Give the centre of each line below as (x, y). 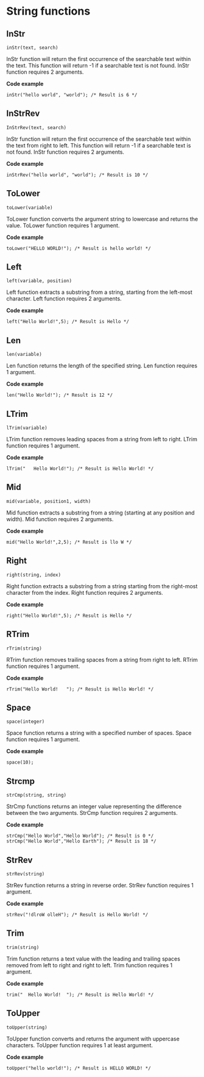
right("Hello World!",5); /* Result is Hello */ (69, 616)
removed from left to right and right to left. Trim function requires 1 (90, 965)
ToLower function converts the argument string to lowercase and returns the (102, 219)
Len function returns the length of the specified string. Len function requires (102, 366)
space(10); (20, 762)
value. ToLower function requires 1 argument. (63, 225)
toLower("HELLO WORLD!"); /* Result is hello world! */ (79, 248)
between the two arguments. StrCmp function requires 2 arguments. (92, 813)
